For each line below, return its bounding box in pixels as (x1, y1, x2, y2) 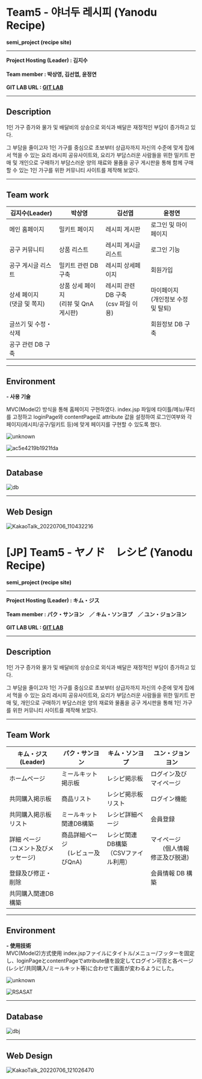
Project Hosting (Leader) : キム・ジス (6, 596, 100, 604)
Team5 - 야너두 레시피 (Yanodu (6, 5, 158, 19)
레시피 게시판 (105, 225, 141, 233)
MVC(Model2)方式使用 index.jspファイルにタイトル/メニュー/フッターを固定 (6, 950, 195, 957)
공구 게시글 (9, 261, 39, 270)
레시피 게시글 (105, 241, 141, 249)
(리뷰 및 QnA (59, 299, 94, 308)
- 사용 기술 (6, 393, 31, 400)
